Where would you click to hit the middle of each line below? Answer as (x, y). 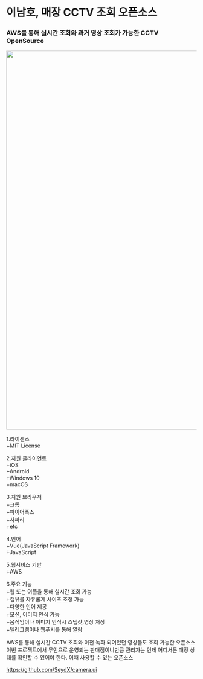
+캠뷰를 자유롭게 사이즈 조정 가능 (45, 599)
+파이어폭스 (20, 512)
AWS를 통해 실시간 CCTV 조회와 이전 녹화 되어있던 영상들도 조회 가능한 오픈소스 (101, 643)
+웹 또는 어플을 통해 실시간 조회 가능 (49, 592)
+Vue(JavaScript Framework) (43, 546)
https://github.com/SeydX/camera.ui (52, 670)
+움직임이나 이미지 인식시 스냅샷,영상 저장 (56, 622)
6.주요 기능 (19, 584)
